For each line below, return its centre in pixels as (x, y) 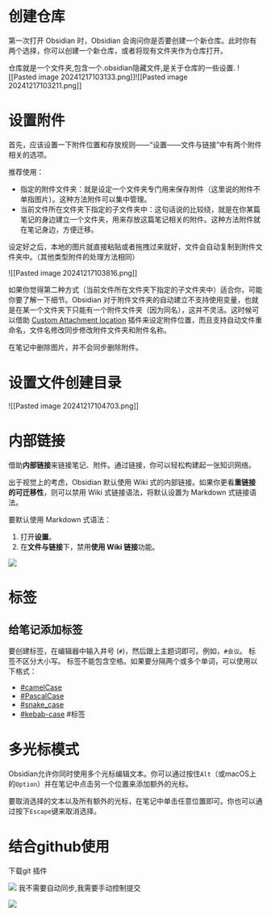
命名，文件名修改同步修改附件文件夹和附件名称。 (90, 330)
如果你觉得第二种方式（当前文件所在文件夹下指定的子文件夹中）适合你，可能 (135, 289)
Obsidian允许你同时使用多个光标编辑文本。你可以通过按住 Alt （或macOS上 (132, 774)
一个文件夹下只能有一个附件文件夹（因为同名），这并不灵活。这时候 (141, 310)
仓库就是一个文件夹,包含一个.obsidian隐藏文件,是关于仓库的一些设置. (122, 68)
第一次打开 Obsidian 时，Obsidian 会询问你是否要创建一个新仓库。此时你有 (133, 40)
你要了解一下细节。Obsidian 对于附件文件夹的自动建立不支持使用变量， (127, 299)
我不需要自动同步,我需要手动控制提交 (79, 888)
